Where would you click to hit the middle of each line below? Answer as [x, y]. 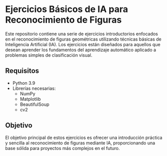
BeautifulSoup [35, 104]
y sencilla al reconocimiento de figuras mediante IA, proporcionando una [80, 143]
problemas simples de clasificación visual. [49, 55]
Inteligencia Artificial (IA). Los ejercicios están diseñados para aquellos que [83, 44]
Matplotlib [30, 99]
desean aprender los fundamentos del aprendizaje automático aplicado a [81, 50]
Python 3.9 [24, 83]
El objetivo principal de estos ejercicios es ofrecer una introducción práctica [84, 137]
